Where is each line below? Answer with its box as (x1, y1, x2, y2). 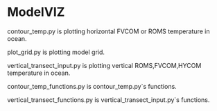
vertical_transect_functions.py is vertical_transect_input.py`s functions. (7, 95, 210, 104)
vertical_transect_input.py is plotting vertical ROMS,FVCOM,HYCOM (7, 61, 202, 69)
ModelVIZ (7, 4, 65, 20)
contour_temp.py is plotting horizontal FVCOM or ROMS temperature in (7, 27, 210, 35)
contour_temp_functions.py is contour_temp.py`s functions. (7, 82, 177, 90)
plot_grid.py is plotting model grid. (7, 48, 105, 56)
